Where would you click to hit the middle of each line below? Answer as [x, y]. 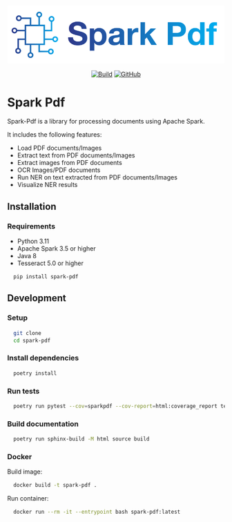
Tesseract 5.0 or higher [50, 263]
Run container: [28, 499]
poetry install [35, 373]
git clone [27, 333]
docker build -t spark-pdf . [55, 485]
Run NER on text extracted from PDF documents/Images [97, 177]
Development [37, 298]
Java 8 [27, 256]
